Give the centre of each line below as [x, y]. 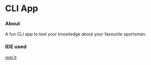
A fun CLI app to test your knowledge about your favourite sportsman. [76, 34]
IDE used [16, 47]
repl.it [11, 57]
